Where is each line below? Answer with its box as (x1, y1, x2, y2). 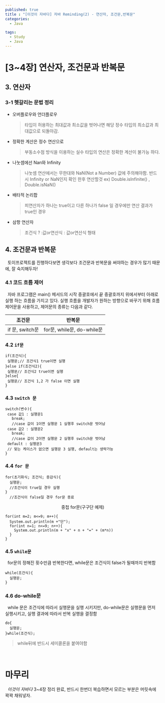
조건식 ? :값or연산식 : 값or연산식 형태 (24, 229, 96, 235)
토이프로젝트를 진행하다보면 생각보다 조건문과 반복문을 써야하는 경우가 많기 (7, 259, 151, 265)
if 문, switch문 (7, 326, 39, 333)
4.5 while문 (5, 548, 32, 555)
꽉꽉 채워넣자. (5, 693, 32, 699)
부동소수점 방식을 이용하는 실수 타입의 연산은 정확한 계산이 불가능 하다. (24, 149, 160, 155)
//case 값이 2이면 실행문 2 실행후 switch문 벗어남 (11, 436, 105, 441)
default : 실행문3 (7, 442, 42, 447)
